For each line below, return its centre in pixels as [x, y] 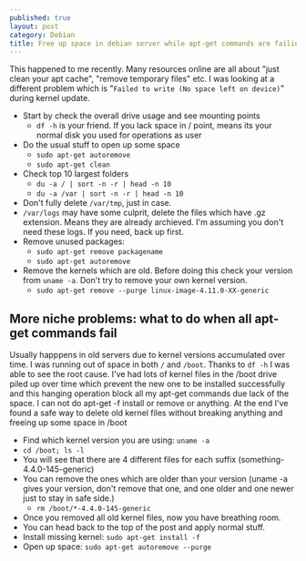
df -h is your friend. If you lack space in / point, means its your [154, 126]
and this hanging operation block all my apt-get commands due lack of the [149, 393]
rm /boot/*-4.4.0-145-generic [94, 509]
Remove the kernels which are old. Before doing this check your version [158, 270]
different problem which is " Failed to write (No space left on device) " [147, 88]
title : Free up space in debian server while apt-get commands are [140, 43]
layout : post [34, 26]
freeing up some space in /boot [68, 423]
